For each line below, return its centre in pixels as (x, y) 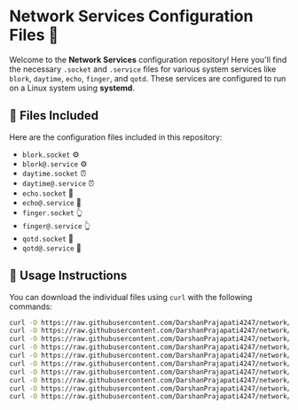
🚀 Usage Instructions (68, 276)
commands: (31, 306)
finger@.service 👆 (56, 225)
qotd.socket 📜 (47, 238)
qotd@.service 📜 (51, 248)
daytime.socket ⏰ (54, 173)
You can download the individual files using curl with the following (131, 297)
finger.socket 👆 (52, 212)
